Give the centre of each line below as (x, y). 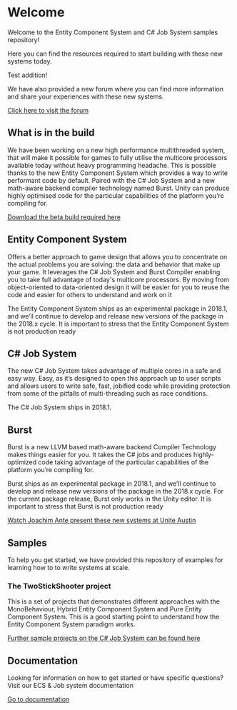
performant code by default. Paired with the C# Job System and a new (111, 180)
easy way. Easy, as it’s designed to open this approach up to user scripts (114, 379)
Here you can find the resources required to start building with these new (115, 54)
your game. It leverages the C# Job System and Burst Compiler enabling (114, 271)
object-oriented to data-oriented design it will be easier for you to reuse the (118, 287)
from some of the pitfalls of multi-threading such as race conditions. (108, 394)
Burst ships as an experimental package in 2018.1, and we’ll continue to (112, 484)
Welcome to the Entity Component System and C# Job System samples (113, 32)
